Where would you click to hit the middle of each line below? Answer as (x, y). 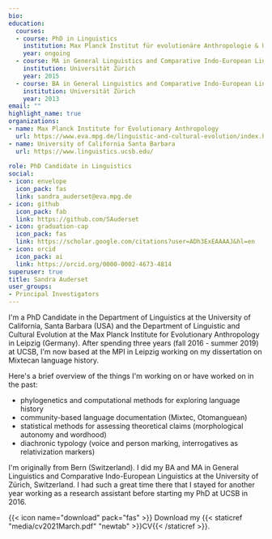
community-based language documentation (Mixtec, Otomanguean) (134, 417)
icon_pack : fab (41, 211)
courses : (30, 31)
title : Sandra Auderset (49, 279)
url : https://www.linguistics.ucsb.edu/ (85, 151)
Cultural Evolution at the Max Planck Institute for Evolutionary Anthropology (134, 334)
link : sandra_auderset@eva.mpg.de (74, 196)
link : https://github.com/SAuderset (77, 219)
